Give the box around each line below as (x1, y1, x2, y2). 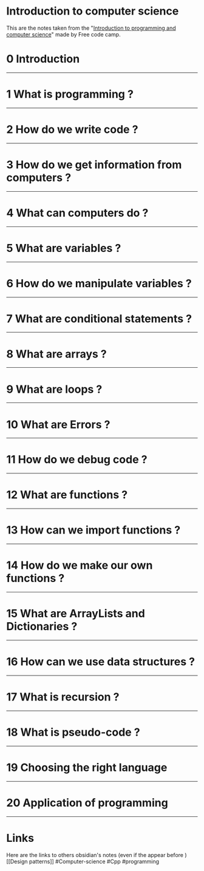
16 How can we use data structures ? (6, 655, 195, 669)
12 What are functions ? (6, 488, 128, 502)
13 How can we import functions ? (6, 523, 181, 537)
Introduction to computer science (6, 4, 179, 18)
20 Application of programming (6, 796, 168, 810)
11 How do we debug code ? (6, 453, 148, 467)
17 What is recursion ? (6, 690, 120, 704)
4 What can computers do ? (6, 206, 149, 220)
